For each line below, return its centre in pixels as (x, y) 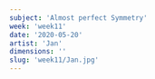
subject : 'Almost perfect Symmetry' (78, 18)
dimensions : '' (38, 52)
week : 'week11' (38, 26)
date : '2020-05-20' (46, 35)
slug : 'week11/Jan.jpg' (54, 60)
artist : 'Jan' (36, 43)
